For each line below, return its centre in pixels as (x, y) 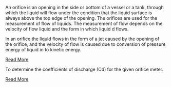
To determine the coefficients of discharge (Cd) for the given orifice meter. (84, 69)
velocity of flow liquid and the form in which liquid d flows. (67, 29)
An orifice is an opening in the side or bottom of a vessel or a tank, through (84, 7)
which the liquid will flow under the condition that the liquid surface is (79, 13)
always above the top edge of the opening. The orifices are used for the (81, 18)
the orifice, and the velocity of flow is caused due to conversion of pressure (85, 44)
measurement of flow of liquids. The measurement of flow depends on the (84, 23)
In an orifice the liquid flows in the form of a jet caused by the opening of (82, 39)
